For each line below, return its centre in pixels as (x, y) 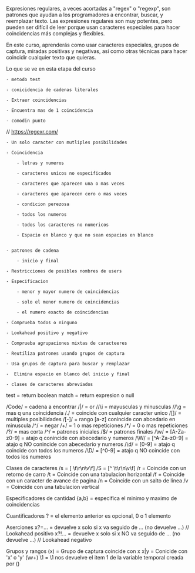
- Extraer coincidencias (36, 100)
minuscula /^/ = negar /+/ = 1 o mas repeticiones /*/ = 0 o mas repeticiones (97, 425)
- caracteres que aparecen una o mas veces (71, 184)
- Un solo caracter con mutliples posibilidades (67, 142)
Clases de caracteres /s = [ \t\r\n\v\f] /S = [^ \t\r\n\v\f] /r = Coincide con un (96, 468)
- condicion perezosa (43, 204)
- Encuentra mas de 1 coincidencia (50, 111)
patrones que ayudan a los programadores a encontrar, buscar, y (85, 15)
